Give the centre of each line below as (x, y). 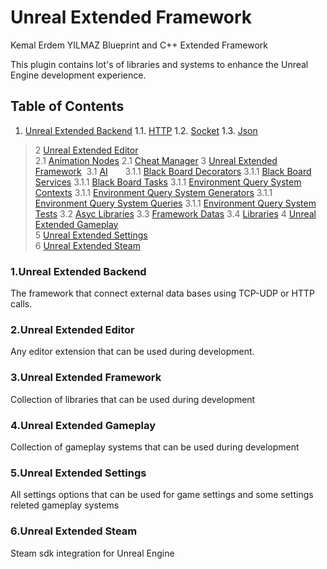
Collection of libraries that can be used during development (133, 399)
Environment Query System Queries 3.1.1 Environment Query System (175, 203)
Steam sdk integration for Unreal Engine (92, 553)
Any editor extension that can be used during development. (132, 352)
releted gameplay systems (65, 505)
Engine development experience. (78, 75)
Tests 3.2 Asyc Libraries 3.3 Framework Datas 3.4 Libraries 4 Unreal (175, 213)
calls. (21, 304)
